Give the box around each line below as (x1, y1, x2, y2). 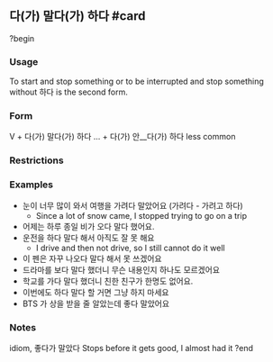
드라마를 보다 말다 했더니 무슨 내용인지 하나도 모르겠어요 (22, 264, 221, 275)
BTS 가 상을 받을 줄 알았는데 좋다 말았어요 (22, 298, 169, 309)
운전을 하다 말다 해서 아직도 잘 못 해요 (22, 232, 155, 243)
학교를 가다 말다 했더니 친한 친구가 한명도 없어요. (22, 276, 194, 286)
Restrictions (9, 154, 65, 167)
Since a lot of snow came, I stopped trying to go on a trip (35, 210, 248, 221)
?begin (9, 32, 35, 43)
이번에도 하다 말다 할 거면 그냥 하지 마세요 (22, 286, 169, 297)
